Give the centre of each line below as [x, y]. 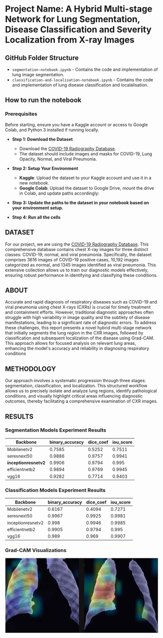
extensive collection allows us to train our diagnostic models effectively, [77, 270]
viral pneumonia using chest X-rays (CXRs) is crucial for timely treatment [78, 307]
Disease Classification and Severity [78, 30]
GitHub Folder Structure [42, 58]
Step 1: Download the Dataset [42, 139]
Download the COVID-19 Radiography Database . [68, 149]
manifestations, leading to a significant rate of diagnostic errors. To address [81, 323]
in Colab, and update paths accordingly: [59, 193]
